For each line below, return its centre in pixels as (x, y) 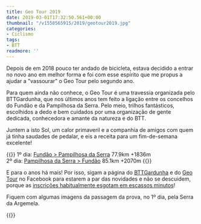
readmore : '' (23, 51)
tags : (13, 40)
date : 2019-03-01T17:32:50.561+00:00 (54, 17)
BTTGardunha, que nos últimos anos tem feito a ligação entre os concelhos (100, 99)
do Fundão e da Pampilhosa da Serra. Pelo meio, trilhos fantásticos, (91, 105)
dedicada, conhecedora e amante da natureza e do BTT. (76, 118)
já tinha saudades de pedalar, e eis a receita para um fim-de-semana (92, 136)
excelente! (19, 143)
